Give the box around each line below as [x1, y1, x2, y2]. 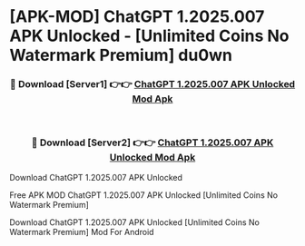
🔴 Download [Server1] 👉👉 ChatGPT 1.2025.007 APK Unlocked [9, 78, 296, 91]
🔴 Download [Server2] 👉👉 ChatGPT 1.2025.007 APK [31, 136, 274, 149]
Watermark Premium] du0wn [9, 45, 233, 65]
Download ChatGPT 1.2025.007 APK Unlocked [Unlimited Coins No [9, 216, 261, 228]
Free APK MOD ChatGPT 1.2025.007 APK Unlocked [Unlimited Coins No [9, 189, 279, 201]
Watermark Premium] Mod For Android [9, 226, 154, 237]
